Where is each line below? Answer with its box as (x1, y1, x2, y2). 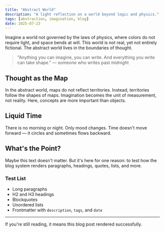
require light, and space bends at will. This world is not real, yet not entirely (5, 40, 157, 46)
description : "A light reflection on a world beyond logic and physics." (5, 12, 160, 17)
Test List (5, 175, 26, 182)
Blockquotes (12, 197, 38, 202)
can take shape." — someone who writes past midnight (17, 60, 129, 66)
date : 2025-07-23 (5, 21, 41, 26)
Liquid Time (5, 112, 42, 120)
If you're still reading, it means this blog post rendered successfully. (5, 221, 142, 227)
